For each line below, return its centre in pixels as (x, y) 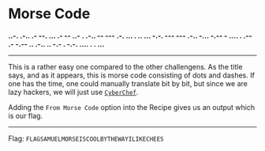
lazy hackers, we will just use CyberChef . (73, 92)
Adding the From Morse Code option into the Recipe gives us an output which (132, 107)
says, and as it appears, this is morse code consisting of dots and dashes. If (131, 75)
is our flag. (26, 115)
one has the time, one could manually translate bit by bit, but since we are (128, 83)
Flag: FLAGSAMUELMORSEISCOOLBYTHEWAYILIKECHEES (86, 138)
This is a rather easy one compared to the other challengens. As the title (125, 66)
